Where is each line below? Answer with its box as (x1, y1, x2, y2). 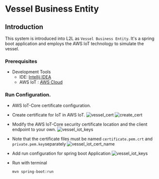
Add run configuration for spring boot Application (12, 150, 111, 156)
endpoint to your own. (12, 126, 57, 132)
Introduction (5, 23, 44, 31)
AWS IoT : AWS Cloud (19, 79, 63, 85)
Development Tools (12, 69, 51, 75)
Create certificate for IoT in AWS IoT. (12, 112, 85, 117)
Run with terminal (12, 160, 48, 165)
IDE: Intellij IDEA (19, 74, 51, 80)
